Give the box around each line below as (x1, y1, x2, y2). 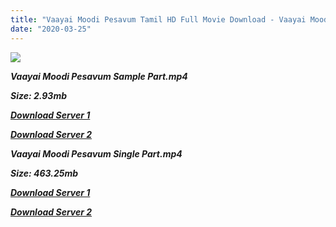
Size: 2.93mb (10, 89, 67, 101)
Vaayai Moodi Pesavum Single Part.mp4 (10, 147, 183, 160)
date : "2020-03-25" (10, 24, 92, 34)
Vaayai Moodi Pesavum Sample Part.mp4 (10, 70, 188, 82)
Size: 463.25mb (10, 167, 79, 179)
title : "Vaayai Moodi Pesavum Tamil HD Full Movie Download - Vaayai (10, 14, 307, 25)
